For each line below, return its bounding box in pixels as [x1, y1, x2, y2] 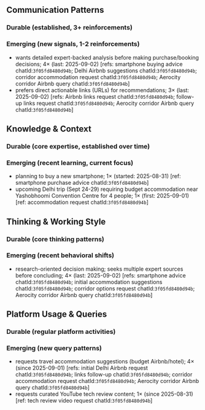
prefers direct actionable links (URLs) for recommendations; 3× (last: [15, 86, 189, 94]
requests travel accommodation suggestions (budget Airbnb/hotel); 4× [15, 358, 195, 365]
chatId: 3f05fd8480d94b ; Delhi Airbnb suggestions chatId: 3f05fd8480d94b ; [15, 67, 198, 74]
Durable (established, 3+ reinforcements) [6, 23, 133, 32]
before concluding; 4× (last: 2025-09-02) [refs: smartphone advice [15, 271, 186, 279]
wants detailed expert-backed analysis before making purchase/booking [15, 53, 199, 61]
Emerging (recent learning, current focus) [6, 158, 134, 167]
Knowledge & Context [6, 124, 92, 134]
